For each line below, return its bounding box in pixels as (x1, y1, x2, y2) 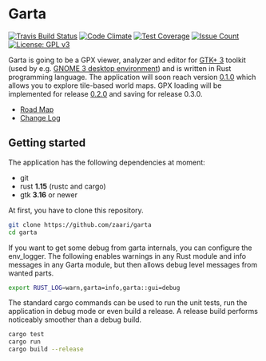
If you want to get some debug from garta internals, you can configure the (8, 243, 252, 252)
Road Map (19, 105, 54, 114)
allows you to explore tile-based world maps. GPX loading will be (8, 81, 222, 90)
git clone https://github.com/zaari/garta (8, 220, 152, 228)
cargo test (8, 331, 45, 339)
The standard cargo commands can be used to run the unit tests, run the (8, 298, 248, 307)
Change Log (19, 113, 62, 122)
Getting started (8, 137, 86, 150)
